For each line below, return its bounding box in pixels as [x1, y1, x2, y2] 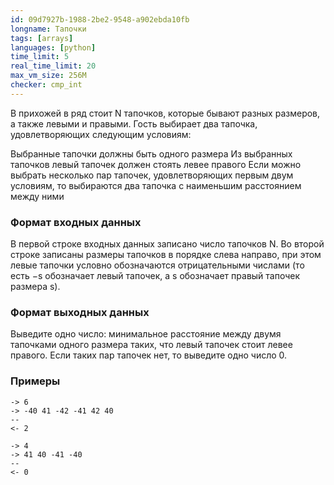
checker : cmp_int [10, 80, 83, 90]
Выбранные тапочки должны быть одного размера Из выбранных [10, 147, 293, 160]
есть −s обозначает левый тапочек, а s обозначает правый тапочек [10, 270, 301, 282]
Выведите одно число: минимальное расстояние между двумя [10, 328, 282, 340]
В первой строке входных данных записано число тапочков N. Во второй [10, 238, 325, 250]
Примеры [10, 374, 61, 388]
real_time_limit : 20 [10, 61, 97, 71]
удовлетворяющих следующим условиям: [10, 128, 192, 140]
